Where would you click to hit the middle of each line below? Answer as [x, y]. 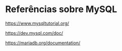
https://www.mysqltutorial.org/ [37, 23]
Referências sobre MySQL [61, 9]
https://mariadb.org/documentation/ [43, 43]
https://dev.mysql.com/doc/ [34, 33]
